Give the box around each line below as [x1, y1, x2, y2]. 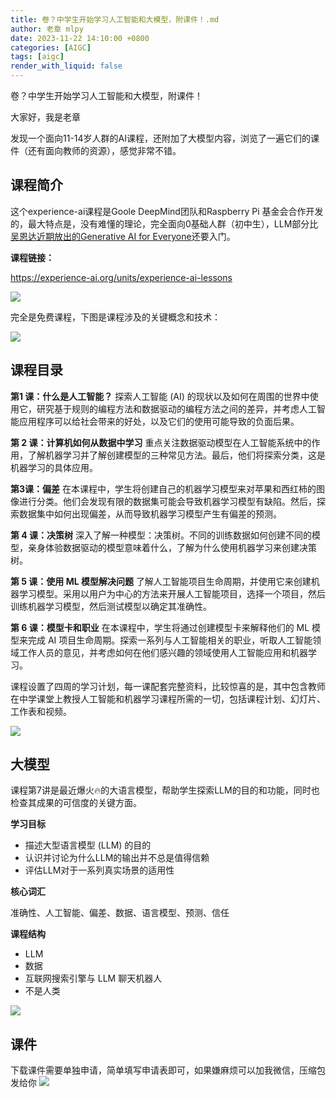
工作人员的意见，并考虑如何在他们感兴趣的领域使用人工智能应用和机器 [18, 646, 308, 658]
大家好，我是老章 [10, 111, 81, 123]
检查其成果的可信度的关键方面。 [10, 797, 142, 809]
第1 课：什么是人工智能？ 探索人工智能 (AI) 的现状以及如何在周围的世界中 [10, 390, 310, 402]
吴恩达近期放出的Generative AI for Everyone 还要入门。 [10, 230, 236, 242]
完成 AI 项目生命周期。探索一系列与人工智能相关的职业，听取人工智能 [27, 634, 313, 646]
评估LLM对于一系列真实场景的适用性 [24, 864, 175, 876]
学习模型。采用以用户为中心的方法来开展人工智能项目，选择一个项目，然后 [18, 587, 326, 600]
